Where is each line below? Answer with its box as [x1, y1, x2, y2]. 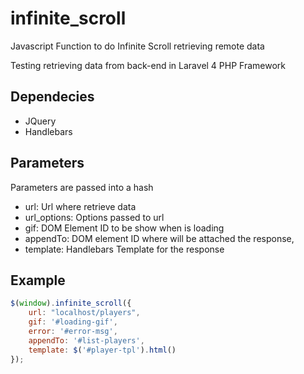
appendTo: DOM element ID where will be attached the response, [24, 232, 295, 244]
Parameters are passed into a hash [10, 181, 154, 193]
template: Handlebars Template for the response [24, 243, 225, 255]
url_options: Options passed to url [24, 211, 165, 223]
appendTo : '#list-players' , [28, 335, 145, 346]
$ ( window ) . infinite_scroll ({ [10, 298, 132, 309]
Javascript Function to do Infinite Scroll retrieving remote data [10, 40, 265, 52]
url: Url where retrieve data [24, 200, 137, 212]
